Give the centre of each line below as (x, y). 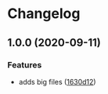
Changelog (44, 14)
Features (25, 65)
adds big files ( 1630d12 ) (57, 81)
